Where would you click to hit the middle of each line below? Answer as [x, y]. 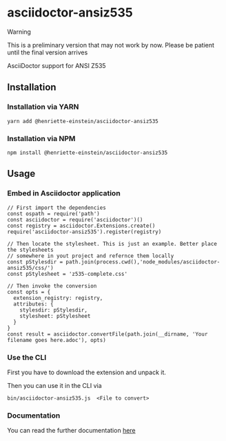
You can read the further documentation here [71, 431]
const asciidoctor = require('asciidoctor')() [75, 219]
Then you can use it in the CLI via [54, 385]
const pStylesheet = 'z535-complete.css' [68, 274]
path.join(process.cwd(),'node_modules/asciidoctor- [143, 262]
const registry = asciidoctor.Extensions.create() [81, 226]
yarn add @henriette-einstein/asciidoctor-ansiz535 [83, 121]
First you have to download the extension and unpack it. [87, 372]
